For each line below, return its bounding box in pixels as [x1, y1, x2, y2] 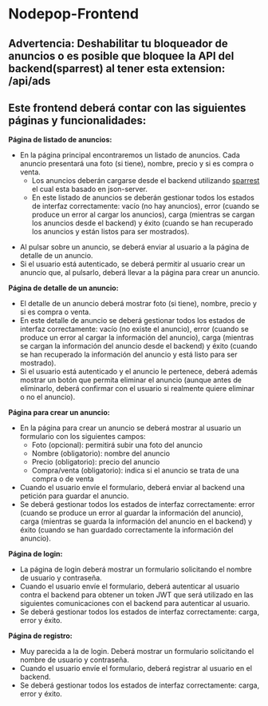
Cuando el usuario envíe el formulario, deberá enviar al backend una [19, 483, 246, 493]
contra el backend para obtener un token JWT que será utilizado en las [19, 590, 254, 600]
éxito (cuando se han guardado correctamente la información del [19, 525, 234, 535]
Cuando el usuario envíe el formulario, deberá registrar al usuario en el [19, 664, 253, 673]
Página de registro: [8, 631, 73, 640]
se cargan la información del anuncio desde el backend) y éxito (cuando [19, 341, 258, 351]
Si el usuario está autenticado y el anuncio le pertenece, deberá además [19, 367, 258, 377]
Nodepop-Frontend [8, 5, 140, 23]
